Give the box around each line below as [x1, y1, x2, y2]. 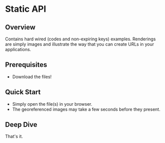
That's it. [5, 134, 23, 140]
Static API [5, 3, 46, 15]
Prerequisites [5, 60, 47, 69]
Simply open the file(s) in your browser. [12, 101, 93, 107]
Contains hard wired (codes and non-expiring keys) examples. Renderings [5, 36, 156, 42]
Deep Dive [5, 120, 37, 129]
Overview [5, 23, 36, 31]
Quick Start [5, 88, 41, 96]
